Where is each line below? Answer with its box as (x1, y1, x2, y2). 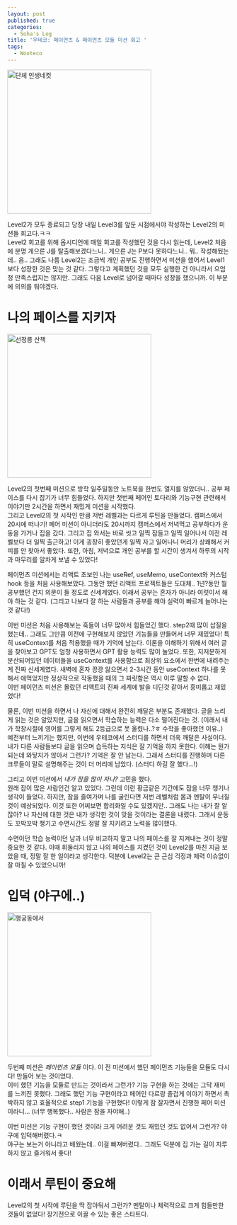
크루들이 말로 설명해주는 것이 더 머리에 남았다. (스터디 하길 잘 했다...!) (7, 759, 198, 768)
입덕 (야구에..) (7, 888, 86, 904)
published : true (7, 17, 55, 24)
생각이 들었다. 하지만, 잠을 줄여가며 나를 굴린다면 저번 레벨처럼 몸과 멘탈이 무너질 (7, 792, 230, 801)
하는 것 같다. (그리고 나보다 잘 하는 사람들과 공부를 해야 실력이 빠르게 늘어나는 (14, 596, 229, 605)
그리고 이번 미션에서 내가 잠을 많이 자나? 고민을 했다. (7, 775, 152, 783)
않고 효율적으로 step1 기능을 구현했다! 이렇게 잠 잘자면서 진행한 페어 (25, 1098, 213, 1107)
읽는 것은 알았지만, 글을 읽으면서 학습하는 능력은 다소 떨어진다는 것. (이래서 (14, 715, 221, 724)
